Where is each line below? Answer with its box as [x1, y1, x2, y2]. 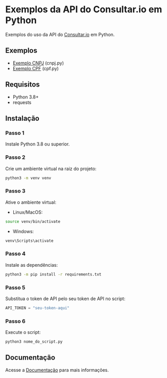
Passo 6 [5, 318, 26, 325]
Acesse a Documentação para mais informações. [5, 367, 109, 373]
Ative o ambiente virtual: [5, 199, 57, 205]
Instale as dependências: [5, 262, 58, 268]
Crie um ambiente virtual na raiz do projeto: [5, 165, 97, 172]
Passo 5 [5, 284, 26, 291]
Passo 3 [5, 187, 26, 195]
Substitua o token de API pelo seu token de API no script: [5, 296, 126, 302]
